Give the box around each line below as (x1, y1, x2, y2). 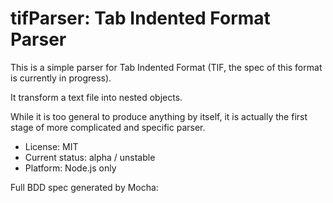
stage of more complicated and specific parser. (10, 121, 206, 133)
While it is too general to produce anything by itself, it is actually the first (10, 110, 308, 122)
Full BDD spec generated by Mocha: (10, 181, 159, 193)
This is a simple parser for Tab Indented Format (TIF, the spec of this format (10, 61, 323, 73)
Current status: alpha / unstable (24, 151, 156, 163)
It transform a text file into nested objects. (10, 91, 183, 103)
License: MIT (24, 140, 79, 152)
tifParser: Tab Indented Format (10, 7, 271, 30)
